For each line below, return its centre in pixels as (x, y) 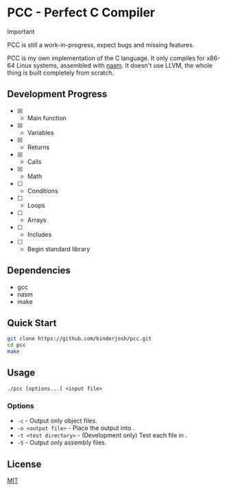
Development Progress (57, 94)
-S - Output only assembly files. (62, 442)
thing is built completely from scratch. (61, 73)
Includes (39, 234)
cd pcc (16, 345)
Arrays (37, 220)
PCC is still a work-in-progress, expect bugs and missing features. (101, 45)
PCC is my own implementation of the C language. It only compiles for (106, 58)
